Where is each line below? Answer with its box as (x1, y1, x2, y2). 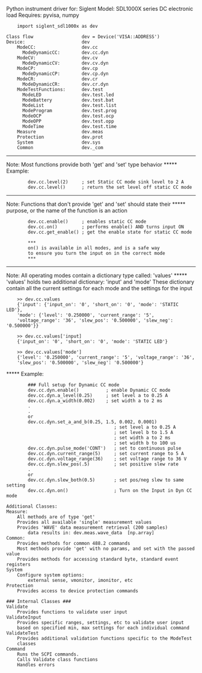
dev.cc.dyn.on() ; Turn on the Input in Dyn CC (28, 488, 192, 494)
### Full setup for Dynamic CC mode (28, 382, 120, 388)
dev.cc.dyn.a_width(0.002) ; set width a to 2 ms (28, 398, 163, 404)
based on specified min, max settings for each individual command (17, 625, 189, 631)
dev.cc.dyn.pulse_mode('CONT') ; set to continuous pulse (28, 445, 182, 451)
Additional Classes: (6, 503, 58, 509)
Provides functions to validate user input (17, 609, 128, 615)
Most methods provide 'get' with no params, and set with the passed (17, 546, 195, 552)
